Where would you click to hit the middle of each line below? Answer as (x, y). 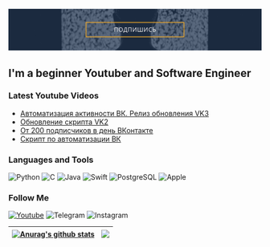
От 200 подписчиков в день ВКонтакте (87, 130)
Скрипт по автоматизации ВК (71, 139)
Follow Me (29, 198)
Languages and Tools (51, 160)
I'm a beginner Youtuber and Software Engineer (130, 73)
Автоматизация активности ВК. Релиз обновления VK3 (114, 113)
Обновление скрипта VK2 (64, 122)
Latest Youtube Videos (53, 95)
